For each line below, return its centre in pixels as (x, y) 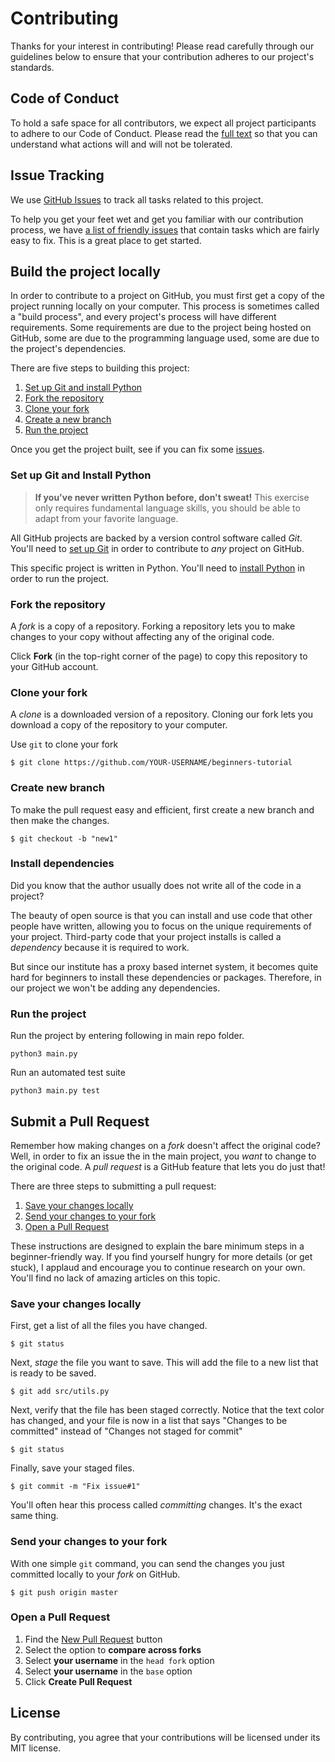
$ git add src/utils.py (60, 1392)
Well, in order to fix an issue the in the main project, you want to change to (163, 1156)
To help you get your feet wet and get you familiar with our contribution (157, 219)
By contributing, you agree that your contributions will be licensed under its (165, 1737)
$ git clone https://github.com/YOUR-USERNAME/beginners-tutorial (151, 763)
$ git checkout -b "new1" (64, 838)
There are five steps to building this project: (100, 368)
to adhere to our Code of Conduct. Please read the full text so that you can (164, 133)
